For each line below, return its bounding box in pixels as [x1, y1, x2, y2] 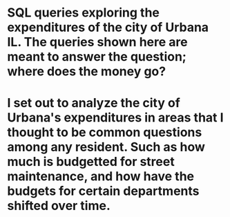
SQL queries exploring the [7, 5, 160, 21]
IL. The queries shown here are [7, 35, 188, 50]
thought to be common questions [7, 124, 202, 140]
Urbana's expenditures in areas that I [7, 110, 224, 126]
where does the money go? [7, 64, 166, 79]
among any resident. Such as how [7, 140, 206, 155]
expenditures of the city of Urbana [7, 19, 209, 35]
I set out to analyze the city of [7, 95, 181, 111]
